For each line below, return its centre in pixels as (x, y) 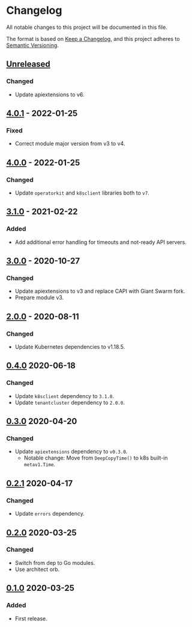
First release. (31, 619)
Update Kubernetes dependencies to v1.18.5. (70, 347)
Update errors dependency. (50, 514)
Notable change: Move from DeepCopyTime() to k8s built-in (96, 458)
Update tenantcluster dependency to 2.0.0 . (70, 402)
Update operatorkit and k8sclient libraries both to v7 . (82, 193)
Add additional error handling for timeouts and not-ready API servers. (101, 242)
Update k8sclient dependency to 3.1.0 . (64, 396)
